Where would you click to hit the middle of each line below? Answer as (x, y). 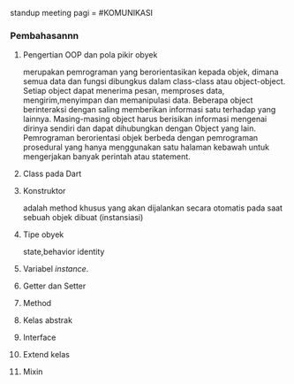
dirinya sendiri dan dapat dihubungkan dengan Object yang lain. (139, 128)
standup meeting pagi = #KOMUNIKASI (82, 13)
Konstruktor (44, 191)
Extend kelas (46, 355)
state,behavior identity (64, 252)
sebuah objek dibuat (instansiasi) (83, 218)
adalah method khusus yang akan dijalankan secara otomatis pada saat (153, 208)
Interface (39, 338)
